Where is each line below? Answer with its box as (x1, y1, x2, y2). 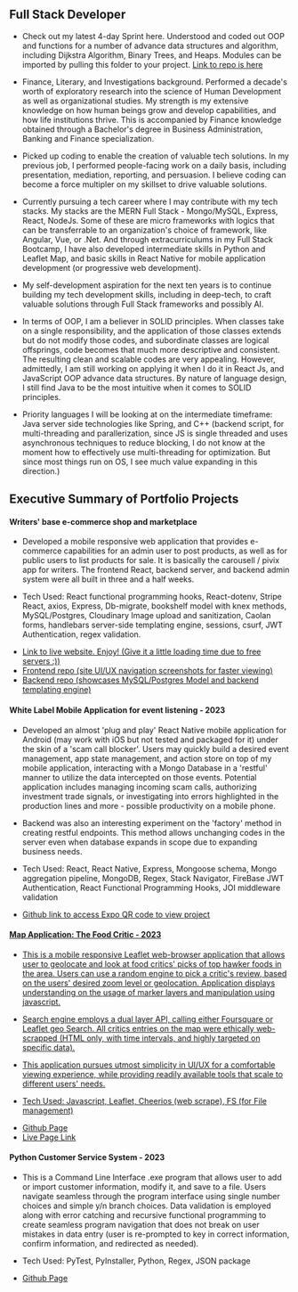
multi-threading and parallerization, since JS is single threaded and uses (21, 428, 288, 438)
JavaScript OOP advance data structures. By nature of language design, (21, 372, 287, 383)
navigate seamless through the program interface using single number (21, 1191, 280, 1202)
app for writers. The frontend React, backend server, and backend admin (21, 565, 290, 576)
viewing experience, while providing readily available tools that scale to (21, 1068, 283, 1079)
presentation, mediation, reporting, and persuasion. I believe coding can (21, 169, 286, 180)
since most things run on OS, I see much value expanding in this (21, 456, 258, 467)
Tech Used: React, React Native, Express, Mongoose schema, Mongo (21, 863, 278, 874)
